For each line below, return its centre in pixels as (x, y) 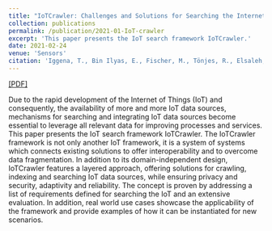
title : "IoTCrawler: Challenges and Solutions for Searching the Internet (137, 16)
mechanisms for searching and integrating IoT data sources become (122, 116)
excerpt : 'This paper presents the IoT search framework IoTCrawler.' (130, 38)
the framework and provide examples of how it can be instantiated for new (133, 211)
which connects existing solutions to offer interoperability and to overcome (133, 151)
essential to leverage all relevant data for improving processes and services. (136, 125)
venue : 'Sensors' (38, 53)
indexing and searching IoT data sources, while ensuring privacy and (123, 176)
